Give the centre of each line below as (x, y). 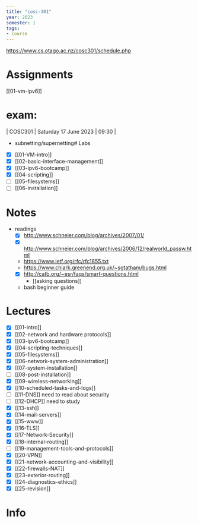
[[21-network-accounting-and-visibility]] (64, 462)
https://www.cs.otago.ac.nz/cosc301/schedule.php (69, 51)
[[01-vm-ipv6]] (24, 91)
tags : (13, 28)
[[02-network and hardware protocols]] (63, 334)
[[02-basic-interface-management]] (59, 162)
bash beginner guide (49, 287)
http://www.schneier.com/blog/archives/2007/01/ (84, 235)
